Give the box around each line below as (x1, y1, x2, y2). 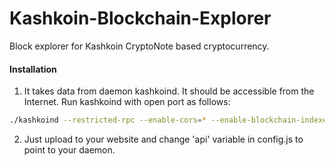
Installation (9, 63, 57, 75)
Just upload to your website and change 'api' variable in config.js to (23, 133, 304, 146)
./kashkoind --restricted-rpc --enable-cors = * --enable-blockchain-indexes (9, 115, 332, 126)
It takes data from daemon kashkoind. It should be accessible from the (23, 85, 315, 97)
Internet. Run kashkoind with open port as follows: (23, 96, 231, 108)
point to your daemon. (23, 144, 116, 156)
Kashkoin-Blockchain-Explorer (9, 7, 272, 30)
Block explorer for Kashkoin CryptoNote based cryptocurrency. (9, 40, 270, 52)
